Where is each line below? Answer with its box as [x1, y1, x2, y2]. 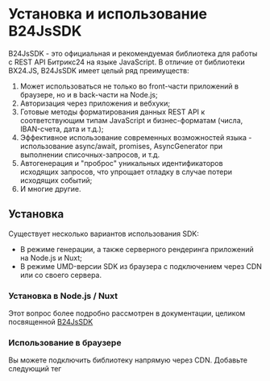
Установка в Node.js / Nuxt [8, 290, 118, 301]
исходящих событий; [19, 175, 93, 185]
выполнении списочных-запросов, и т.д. [19, 150, 160, 159]
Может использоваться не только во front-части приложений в [19, 81, 239, 91]
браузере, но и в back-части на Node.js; [19, 89, 159, 99]
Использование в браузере [8, 337, 122, 348]
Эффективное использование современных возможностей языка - [19, 132, 252, 142]
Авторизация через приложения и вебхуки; [19, 98, 171, 108]
